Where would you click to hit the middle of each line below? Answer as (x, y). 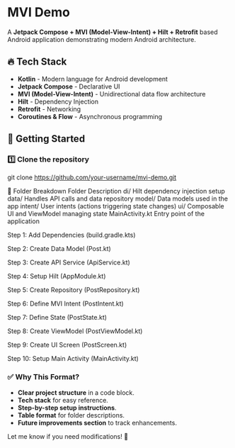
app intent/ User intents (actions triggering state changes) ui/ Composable (116, 206)
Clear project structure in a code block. (76, 392)
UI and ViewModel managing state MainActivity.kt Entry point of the (106, 214)
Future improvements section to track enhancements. (97, 422)
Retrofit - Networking (49, 109)
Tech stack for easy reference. (63, 400)
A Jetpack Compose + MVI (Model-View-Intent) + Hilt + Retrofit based (113, 32)
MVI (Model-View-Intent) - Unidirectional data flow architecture (111, 94)
